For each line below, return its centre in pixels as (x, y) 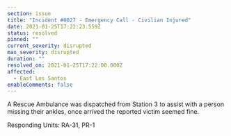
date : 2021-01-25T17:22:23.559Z (54, 26)
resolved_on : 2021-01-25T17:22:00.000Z (65, 65)
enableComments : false (40, 85)
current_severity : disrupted (49, 46)
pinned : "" (23, 40)
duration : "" (26, 59)
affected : (22, 71)
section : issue (29, 14)
